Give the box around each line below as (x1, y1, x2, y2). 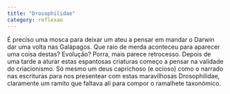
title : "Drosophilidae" (7, 10, 76, 17)
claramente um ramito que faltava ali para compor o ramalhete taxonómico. (7, 79, 221, 87)
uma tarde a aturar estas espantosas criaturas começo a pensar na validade (7, 57, 224, 65)
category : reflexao (7, 16, 64, 23)
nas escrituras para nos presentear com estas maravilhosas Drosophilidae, (7, 71, 220, 80)
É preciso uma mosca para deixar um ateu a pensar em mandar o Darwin (7, 35, 215, 43)
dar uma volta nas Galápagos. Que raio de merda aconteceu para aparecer (7, 43, 220, 51)
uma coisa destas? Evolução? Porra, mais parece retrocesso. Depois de (7, 49, 211, 58)
